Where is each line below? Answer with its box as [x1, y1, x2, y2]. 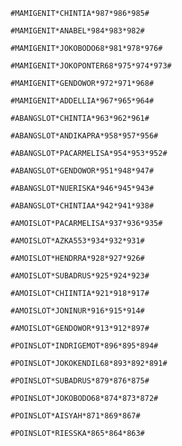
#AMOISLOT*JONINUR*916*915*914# [10, 306, 145, 316]
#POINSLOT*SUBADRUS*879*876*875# [10, 376, 150, 386]
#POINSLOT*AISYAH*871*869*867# [10, 411, 141, 421]
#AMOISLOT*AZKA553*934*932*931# [10, 236, 145, 246]
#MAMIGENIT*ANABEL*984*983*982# [10, 26, 145, 36]
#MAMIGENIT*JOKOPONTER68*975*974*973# [10, 61, 172, 71]
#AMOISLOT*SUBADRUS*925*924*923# [10, 271, 150, 281]
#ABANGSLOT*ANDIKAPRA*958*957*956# [10, 131, 159, 141]
